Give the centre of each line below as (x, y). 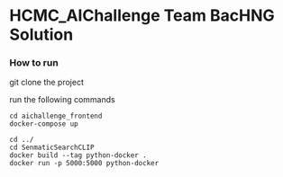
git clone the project (46, 83)
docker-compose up (44, 124)
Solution (41, 35)
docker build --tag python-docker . (78, 155)
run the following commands (62, 100)
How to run (34, 63)
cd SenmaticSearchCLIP (52, 148)
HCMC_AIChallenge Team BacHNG (142, 16)
